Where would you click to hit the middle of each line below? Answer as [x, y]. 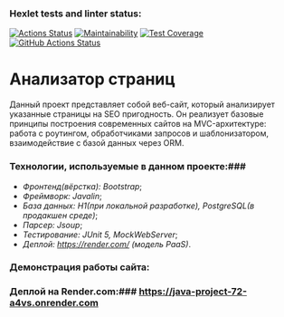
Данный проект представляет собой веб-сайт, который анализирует [142, 105]
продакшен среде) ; [60, 215]
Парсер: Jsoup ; [52, 225]
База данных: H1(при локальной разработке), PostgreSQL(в [138, 206]
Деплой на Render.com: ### [73, 292]
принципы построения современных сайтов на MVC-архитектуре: [138, 124]
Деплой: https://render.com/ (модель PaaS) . [107, 244]
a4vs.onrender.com [54, 303]
